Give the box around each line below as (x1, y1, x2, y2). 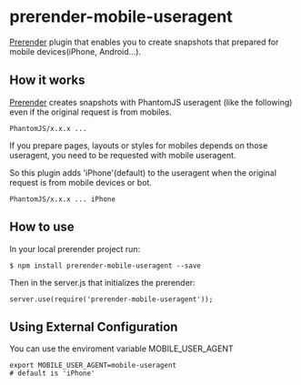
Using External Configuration (9, 319, 178, 334)
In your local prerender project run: (9, 243, 141, 254)
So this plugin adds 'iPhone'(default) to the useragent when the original (9, 167, 277, 178)
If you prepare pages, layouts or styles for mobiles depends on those (9, 139, 268, 151)
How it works (9, 73, 85, 88)
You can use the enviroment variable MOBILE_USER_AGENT (9, 343, 234, 354)
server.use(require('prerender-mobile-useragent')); (9, 294, 214, 304)
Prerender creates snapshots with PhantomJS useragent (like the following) (9, 96, 293, 107)
